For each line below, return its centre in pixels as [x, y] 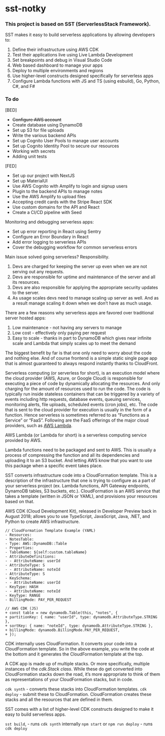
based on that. [20, 501]
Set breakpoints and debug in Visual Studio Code [62, 60]
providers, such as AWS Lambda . [39, 425]
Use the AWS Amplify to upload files [49, 196]
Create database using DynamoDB [47, 125]
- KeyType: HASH [22, 587]
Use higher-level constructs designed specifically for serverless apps [83, 76]
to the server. [26, 293]
